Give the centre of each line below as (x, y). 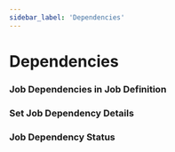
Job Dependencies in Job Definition (88, 89)
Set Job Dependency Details (72, 113)
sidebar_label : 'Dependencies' (67, 17)
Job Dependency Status (62, 137)
